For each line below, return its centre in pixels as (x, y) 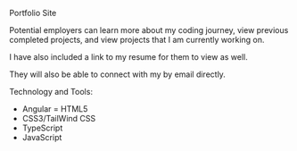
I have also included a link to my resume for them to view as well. (128, 57)
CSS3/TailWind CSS (59, 118)
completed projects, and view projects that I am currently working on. (137, 40)
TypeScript (42, 128)
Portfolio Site (33, 13)
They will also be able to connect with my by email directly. (117, 74)
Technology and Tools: (51, 92)
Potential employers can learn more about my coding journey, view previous (149, 30)
